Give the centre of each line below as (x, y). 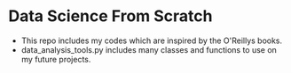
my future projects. (56, 59)
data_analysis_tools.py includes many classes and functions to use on (149, 49)
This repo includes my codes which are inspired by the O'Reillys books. (152, 40)
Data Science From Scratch (110, 16)
